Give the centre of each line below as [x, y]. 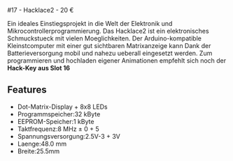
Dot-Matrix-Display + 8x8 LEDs [62, 107]
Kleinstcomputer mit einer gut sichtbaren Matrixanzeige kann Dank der [109, 46]
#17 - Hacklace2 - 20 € [41, 10]
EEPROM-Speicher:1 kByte [56, 121]
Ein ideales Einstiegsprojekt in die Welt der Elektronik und [90, 23]
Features [27, 90]
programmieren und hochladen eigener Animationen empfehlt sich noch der [117, 61]
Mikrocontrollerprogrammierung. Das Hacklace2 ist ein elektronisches [108, 31]
